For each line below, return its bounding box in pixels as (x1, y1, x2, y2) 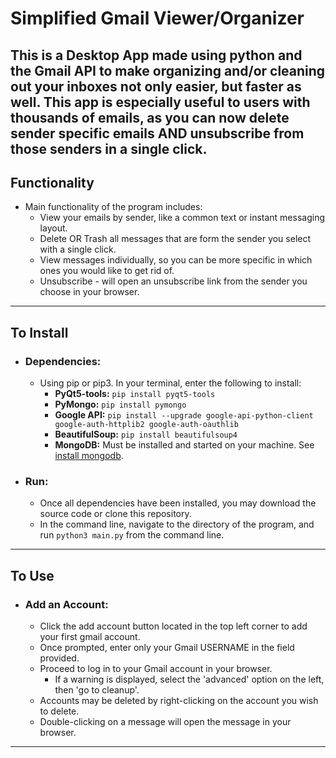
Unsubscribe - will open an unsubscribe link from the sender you (39, 275, 308, 287)
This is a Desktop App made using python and (10, 47, 303, 64)
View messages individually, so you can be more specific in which (39, 254, 313, 266)
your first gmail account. (39, 631, 141, 643)
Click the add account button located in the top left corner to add (39, 620, 308, 632)
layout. (39, 222, 68, 234)
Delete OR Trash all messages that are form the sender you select (39, 233, 312, 245)
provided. (39, 652, 80, 664)
